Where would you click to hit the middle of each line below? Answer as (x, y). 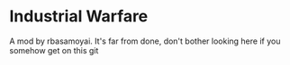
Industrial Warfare (79, 16)
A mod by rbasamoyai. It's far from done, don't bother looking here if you (145, 41)
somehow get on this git (54, 50)
